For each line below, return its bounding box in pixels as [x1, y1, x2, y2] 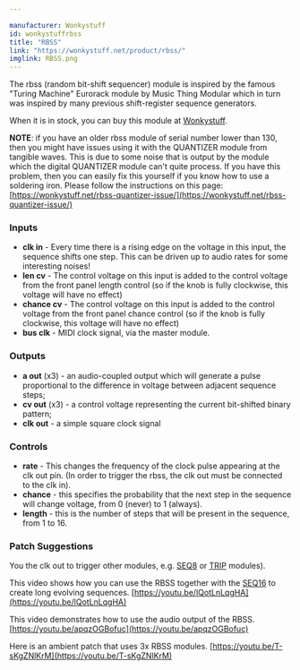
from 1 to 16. [21, 518, 67, 528]
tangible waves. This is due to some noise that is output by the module [9, 151, 270, 162]
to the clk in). [21, 480, 72, 491]
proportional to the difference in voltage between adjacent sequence [21, 380, 277, 391]
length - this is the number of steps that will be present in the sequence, [21, 508, 290, 520]
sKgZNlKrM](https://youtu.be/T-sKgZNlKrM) [9, 650, 173, 661]
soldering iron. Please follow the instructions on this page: [9, 180, 224, 191]
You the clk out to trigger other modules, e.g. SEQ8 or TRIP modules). [9, 561, 266, 571]
